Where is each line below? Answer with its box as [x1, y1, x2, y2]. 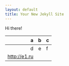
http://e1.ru [7, 53, 34, 60]
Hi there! [5, 25, 22, 31]
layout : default [5, 7, 38, 12]
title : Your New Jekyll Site [5, 12, 64, 17]
